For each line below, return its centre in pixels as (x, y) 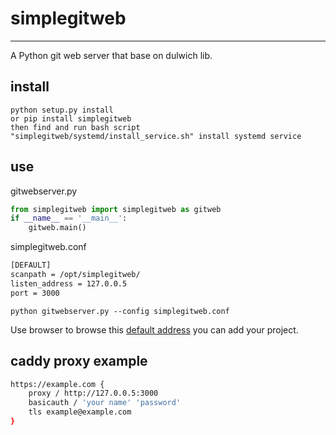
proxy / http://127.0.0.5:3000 (93, 393)
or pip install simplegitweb (71, 118)
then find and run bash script (75, 127)
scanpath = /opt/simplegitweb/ (75, 275)
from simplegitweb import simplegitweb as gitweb (116, 209)
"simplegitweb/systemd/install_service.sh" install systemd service (156, 136)
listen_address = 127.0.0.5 (69, 283)
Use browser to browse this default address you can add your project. (154, 329)
